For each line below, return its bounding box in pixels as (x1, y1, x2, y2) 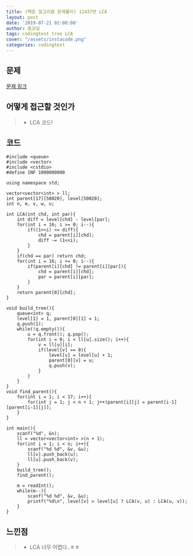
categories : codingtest (6, 42, 66, 48)
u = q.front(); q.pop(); (27, 332, 89, 338)
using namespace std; (6, 180, 60, 186)
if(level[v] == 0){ (38, 347, 86, 353)
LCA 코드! (29, 119, 53, 126)
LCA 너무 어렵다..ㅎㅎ (29, 543, 80, 551)
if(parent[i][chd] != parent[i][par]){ (27, 264, 127, 270)
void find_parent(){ (6, 389, 58, 395)
